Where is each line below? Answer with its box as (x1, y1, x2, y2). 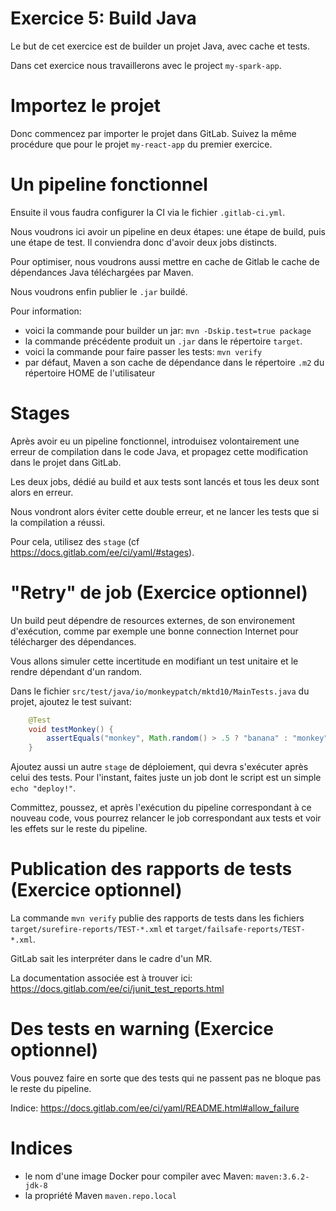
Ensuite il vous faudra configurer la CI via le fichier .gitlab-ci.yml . (10, 206, 286, 218)
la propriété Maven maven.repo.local (24, 1190, 177, 1201)
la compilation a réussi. (10, 516, 106, 528)
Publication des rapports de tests (10, 858, 293, 881)
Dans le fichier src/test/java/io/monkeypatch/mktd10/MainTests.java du (10, 685, 310, 697)
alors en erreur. (10, 486, 74, 498)
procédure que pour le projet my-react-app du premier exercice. (10, 138, 273, 150)
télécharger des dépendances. (10, 635, 137, 647)
